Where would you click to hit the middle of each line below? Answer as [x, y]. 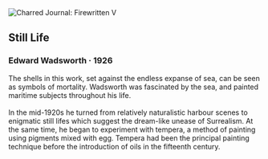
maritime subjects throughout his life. [70, 95]
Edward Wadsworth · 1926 [61, 61]
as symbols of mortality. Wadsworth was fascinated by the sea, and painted [134, 87]
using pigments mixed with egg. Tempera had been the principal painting [129, 138]
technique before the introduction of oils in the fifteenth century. [114, 146]
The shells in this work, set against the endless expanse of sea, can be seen [134, 78]
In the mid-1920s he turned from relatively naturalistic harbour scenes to [128, 112]
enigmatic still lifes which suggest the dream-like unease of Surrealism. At [131, 120]
